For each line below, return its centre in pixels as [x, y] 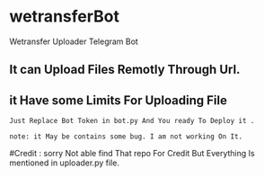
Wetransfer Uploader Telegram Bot [74, 41]
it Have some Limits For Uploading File [118, 100]
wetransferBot [64, 17]
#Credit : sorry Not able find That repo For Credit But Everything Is [132, 154]
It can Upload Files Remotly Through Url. [125, 70]
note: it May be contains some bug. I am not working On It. [126, 137]
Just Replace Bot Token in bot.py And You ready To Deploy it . [132, 121]
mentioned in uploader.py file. [64, 163]
